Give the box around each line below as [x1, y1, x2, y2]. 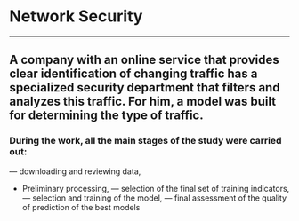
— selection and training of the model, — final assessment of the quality [21, 193, 287, 203]
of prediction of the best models [21, 201, 141, 212]
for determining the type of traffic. [9, 108, 204, 123]
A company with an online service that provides [9, 52, 279, 67]
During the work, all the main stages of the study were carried [9, 135, 282, 147]
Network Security [9, 6, 143, 27]
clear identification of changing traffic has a [9, 67, 258, 82]
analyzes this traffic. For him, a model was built [9, 94, 277, 109]
